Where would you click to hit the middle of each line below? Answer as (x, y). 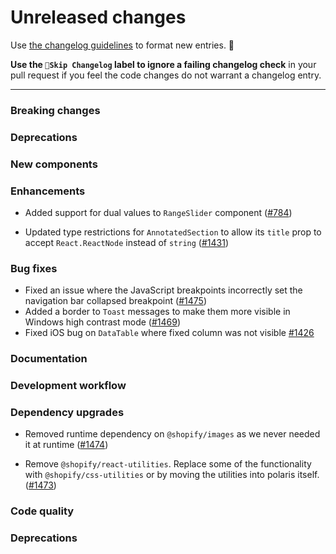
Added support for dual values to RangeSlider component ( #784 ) (158, 212)
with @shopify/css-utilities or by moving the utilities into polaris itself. (172, 475)
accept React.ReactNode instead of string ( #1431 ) (126, 242)
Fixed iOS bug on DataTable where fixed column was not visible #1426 (169, 333)
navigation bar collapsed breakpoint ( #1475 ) (115, 301)
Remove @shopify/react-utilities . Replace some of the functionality (168, 464)
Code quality (42, 511)
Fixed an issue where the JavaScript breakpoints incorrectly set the (163, 290)
